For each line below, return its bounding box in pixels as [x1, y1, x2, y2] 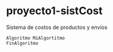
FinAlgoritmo [6, 40, 39, 46]
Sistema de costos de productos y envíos [6, 24, 108, 31]
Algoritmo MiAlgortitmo [6, 35, 65, 41]
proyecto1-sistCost [6, 4, 103, 18]
